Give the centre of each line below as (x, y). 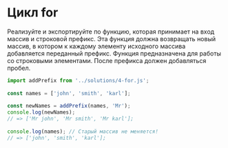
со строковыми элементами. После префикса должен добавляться (107, 60)
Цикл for (33, 13)
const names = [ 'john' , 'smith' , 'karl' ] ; (69, 93)
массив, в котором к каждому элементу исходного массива (96, 46)
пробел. (19, 68)
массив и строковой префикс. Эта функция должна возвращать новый (112, 38)
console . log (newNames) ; (41, 112)
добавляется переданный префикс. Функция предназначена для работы (114, 53)
